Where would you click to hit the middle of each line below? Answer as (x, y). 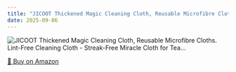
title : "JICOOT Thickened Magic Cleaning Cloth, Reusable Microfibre (111, 14)
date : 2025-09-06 (33, 20)
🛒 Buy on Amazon (33, 61)
